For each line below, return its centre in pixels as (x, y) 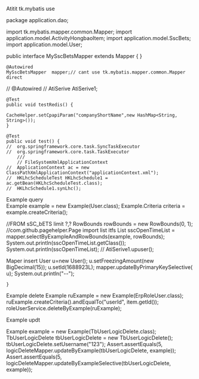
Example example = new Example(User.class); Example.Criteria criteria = (96, 206)
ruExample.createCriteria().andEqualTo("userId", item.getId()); (82, 302)
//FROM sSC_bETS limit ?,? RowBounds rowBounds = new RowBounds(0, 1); (99, 224)
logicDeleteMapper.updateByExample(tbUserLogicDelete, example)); (91, 350)
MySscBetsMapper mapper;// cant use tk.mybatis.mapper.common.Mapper (96, 72)
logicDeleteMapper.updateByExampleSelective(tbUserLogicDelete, (89, 363)
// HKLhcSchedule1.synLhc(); (44, 188)
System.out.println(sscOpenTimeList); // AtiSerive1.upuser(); (80, 249)
